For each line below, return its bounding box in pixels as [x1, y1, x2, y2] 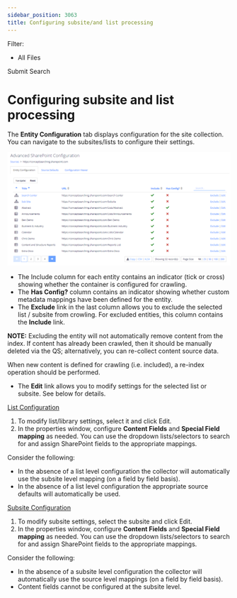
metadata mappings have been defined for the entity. [17, 295, 173, 303]
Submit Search [7, 67, 51, 75]
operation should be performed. [7, 368, 100, 376]
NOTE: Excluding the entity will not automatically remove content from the [7, 331, 224, 340]
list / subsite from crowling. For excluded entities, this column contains [17, 310, 224, 319]
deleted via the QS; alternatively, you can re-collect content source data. [7, 347, 219, 355]
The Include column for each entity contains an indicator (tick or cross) [17, 272, 225, 281]
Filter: [7, 39, 25, 48]
